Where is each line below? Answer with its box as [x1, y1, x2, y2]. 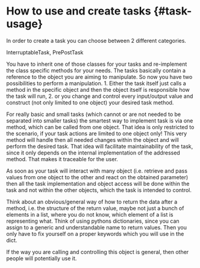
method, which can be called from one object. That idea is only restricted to [6, 123, 195, 130]
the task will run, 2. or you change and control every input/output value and [6, 92, 193, 100]
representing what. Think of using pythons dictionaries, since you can [6, 217, 180, 225]
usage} [6, 17, 43, 31]
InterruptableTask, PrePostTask [6, 48, 84, 56]
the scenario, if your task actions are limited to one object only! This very [6, 130, 187, 137]
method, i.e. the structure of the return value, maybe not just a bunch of [6, 204, 184, 212]
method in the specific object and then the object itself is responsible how [6, 86, 190, 93]
